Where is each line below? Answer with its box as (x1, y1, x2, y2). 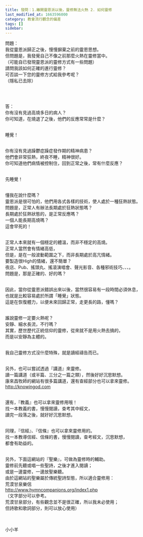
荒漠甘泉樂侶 (5, 481, 31, 487)
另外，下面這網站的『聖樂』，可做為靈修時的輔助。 (5, 456, 108, 462)
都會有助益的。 (5, 440, 36, 446)
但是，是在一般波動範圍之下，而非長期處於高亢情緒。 (5, 252, 115, 258)
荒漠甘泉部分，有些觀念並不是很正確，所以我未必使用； (5, 499, 119, 505)
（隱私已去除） (5, 78, 36, 84)
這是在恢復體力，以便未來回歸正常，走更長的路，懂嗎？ (5, 299, 119, 305)
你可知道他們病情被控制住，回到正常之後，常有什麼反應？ (5, 160, 123, 166)
